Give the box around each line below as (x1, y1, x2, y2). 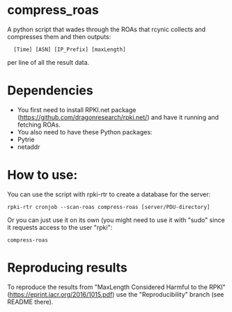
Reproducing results (7, 260, 127, 275)
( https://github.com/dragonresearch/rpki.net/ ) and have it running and (17, 113, 219, 121)
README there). (7, 297, 54, 306)
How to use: (7, 167, 78, 183)
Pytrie (17, 135, 35, 143)
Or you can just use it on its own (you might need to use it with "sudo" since (7, 215, 225, 224)
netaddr (17, 142, 40, 151)
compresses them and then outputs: (7, 32, 111, 40)
